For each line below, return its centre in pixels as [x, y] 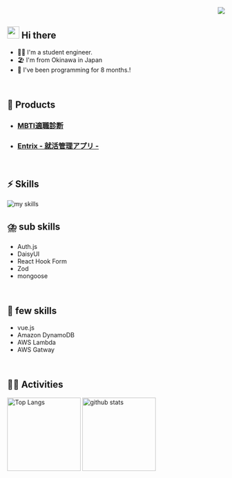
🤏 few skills [32, 311]
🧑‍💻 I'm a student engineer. [55, 52]
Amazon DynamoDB [46, 335]
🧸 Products [31, 105]
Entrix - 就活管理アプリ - [58, 146]
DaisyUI [28, 254]
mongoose [32, 276]
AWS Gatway [36, 349]
